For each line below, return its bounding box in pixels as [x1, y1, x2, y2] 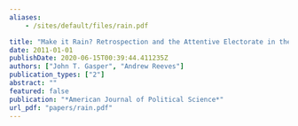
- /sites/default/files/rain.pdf [25, 21, 149, 30]
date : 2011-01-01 [9, 45, 74, 54]
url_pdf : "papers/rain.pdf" [9, 103, 114, 112]
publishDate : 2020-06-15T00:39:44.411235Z [9, 54, 169, 63]
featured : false [9, 86, 69, 96]
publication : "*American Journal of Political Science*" [9, 95, 224, 104]
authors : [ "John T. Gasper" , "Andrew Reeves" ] [9, 62, 184, 71]
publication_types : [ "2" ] [9, 70, 105, 80]
